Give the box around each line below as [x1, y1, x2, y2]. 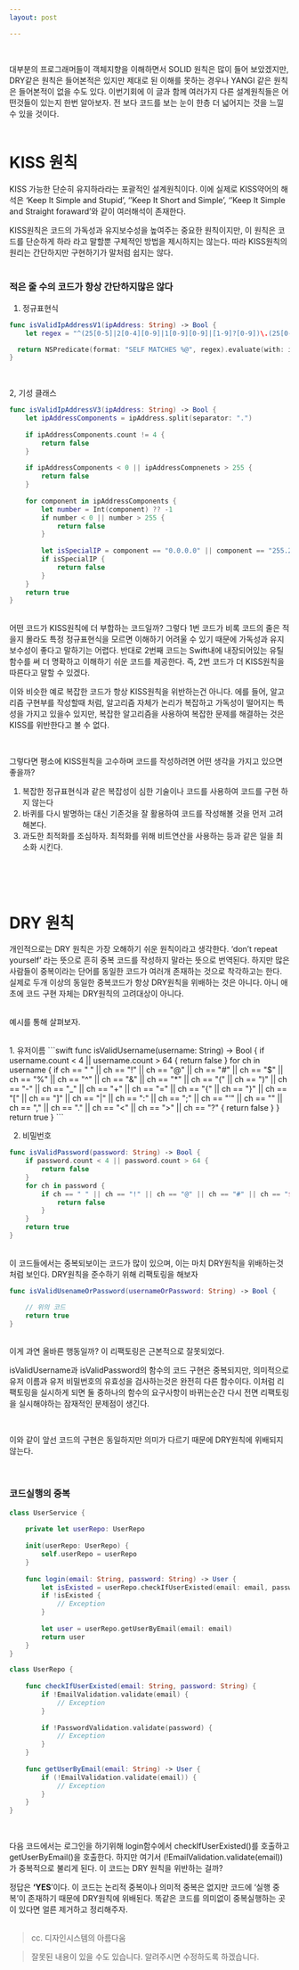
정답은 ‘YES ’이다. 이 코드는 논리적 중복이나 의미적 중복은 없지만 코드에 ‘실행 [9, 1882, 271, 1892]
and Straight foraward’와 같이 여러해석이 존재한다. [9, 206, 187, 217]
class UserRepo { [9, 1665, 74, 1674]
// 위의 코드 [25, 1302, 67, 1311]
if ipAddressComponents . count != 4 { [25, 430, 166, 439]
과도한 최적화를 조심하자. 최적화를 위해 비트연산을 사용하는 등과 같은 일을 [21, 831, 274, 841]
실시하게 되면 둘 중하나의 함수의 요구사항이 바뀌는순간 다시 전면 [39, 1387, 259, 1398]
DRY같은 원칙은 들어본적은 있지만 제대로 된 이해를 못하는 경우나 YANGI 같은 [9, 75, 272, 86]
